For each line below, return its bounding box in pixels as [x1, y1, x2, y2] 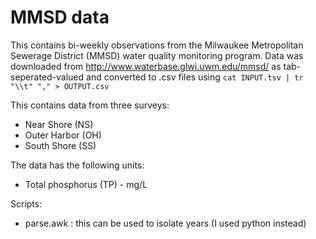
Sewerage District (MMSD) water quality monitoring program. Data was [10, 49, 304, 61]
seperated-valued [10, 71, 85, 83]
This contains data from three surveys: [10, 99, 170, 111]
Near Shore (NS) [24, 118, 94, 130]
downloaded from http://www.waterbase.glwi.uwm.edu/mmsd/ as [10, 60, 282, 72]
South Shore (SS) [24, 139, 97, 151]
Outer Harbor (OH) [24, 129, 102, 141]
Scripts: [10, 197, 43, 210]
